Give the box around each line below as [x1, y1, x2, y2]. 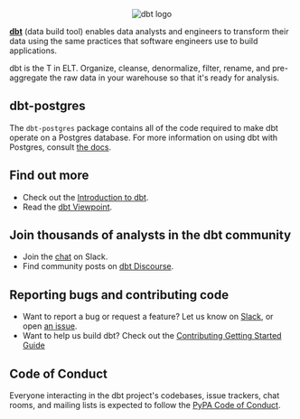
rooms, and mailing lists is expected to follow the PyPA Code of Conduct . [9, 400, 281, 411]
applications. [9, 45, 57, 56]
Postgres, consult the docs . [9, 141, 112, 153]
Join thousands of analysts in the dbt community [9, 228, 292, 243]
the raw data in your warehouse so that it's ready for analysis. [49, 72, 280, 83]
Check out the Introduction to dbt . [22, 191, 149, 202]
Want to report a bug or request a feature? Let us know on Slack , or [22, 312, 274, 322]
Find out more [9, 168, 89, 183]
